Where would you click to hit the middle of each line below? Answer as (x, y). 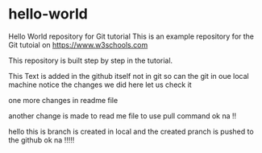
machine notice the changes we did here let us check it (100, 85)
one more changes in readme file (63, 100)
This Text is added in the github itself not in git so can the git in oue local (129, 76)
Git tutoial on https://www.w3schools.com (78, 44)
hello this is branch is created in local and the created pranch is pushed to (131, 131)
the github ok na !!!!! (42, 140)
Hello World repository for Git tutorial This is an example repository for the (131, 36)
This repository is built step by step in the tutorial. (91, 60)
